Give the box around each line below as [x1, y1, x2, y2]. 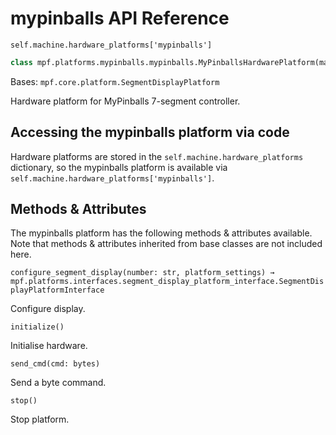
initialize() [10, 322, 65, 332]
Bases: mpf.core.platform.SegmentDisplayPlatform [10, 75, 220, 87]
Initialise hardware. [10, 340, 88, 352]
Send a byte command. [10, 377, 107, 389]
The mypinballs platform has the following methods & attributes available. [10, 227, 313, 239]
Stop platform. [10, 413, 70, 426]
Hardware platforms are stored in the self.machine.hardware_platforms [10, 150, 304, 162]
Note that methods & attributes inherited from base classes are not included [10, 238, 323, 250]
